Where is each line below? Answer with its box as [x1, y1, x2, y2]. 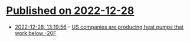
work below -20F [14, 29, 57, 36]
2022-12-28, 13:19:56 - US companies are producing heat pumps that [14, 23, 184, 30]
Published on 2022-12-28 [6, 4, 135, 17]
